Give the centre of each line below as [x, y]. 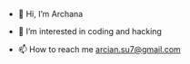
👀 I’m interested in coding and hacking [90, 31]
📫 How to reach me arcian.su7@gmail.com [100, 49]
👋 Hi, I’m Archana [50, 14]
